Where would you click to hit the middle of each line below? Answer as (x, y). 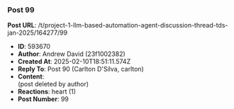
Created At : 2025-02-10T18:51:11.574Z (74, 62)
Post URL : (22, 25)
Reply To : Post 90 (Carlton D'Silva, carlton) (80, 69)
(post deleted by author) (53, 84)
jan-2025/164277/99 (38, 33)
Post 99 (21, 10)
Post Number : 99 (43, 99)
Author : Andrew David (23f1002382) (71, 54)
